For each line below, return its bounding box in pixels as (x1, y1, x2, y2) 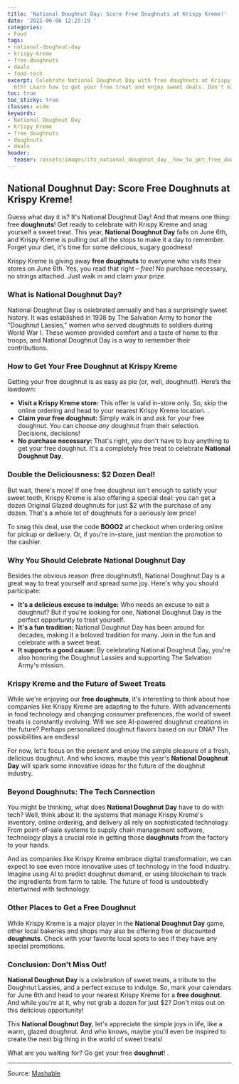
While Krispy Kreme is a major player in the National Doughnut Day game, (7, 919, 225, 927)
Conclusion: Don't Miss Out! (7, 959, 107, 969)
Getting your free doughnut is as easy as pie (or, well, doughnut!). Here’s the (7, 377, 231, 386)
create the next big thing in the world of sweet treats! (7, 1035, 163, 1043)
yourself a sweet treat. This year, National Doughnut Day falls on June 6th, (7, 227, 228, 236)
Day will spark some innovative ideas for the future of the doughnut (7, 761, 206, 770)
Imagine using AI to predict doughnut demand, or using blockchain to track (7, 870, 227, 878)
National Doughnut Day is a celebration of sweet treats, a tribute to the (7, 976, 216, 984)
